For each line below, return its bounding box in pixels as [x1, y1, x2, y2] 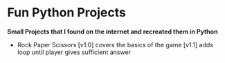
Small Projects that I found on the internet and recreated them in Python [7, 27, 218, 36]
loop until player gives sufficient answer [17, 48, 132, 56]
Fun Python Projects [7, 5, 126, 21]
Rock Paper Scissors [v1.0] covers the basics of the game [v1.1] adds [17, 40, 213, 49]
